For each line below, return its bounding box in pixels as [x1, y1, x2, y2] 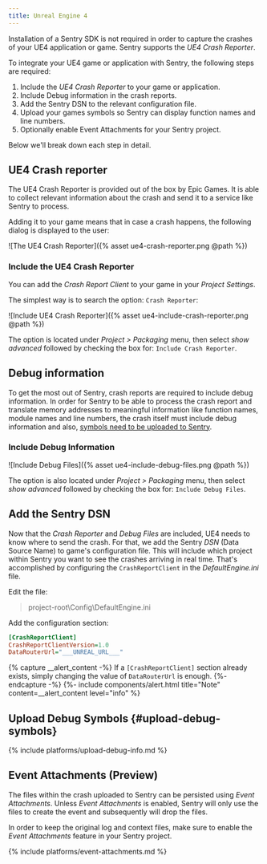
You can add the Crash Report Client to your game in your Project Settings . [8, 279, 256, 289]
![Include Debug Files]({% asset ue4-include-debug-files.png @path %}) [8, 460, 250, 469]
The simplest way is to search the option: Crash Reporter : [8, 294, 199, 305]
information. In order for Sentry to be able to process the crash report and [8, 396, 253, 406]
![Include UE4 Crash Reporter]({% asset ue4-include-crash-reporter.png [8, 310, 249, 320]
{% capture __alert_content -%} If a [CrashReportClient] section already [8, 663, 248, 672]
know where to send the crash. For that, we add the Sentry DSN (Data [8, 537, 239, 546]
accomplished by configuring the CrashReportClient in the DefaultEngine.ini [8, 562, 259, 572]
